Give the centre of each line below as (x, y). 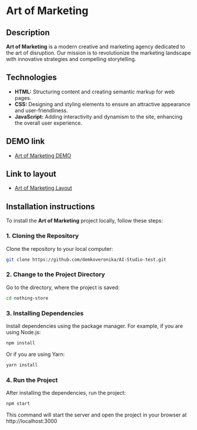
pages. (23, 98)
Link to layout (31, 174)
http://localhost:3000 (32, 421)
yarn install (22, 365)
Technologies (32, 78)
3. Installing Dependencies (45, 313)
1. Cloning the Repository (43, 236)
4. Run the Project (32, 380)
